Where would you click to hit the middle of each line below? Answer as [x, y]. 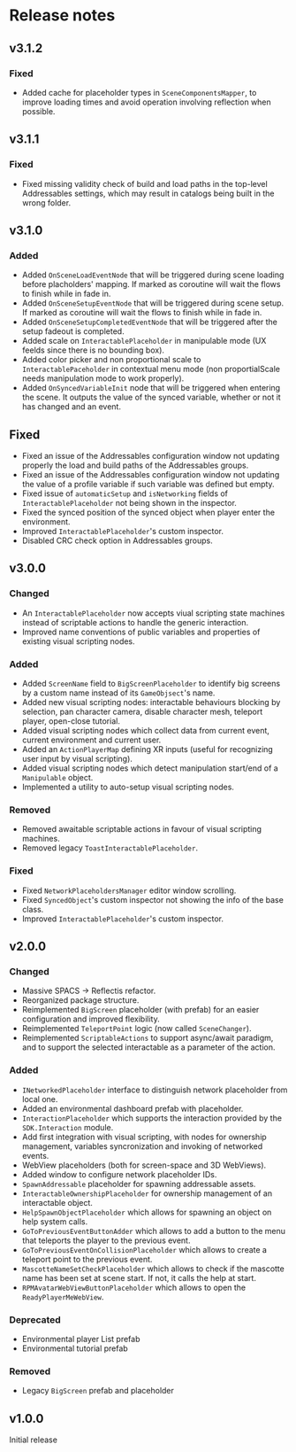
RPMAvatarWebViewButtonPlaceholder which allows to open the [134, 1287]
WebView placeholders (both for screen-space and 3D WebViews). [144, 1165]
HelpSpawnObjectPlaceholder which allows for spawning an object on [147, 1212]
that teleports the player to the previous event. [106, 1240]
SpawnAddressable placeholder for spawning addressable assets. [139, 1184]
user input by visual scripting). [77, 759]
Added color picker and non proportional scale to [111, 360]
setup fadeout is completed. [73, 331]
